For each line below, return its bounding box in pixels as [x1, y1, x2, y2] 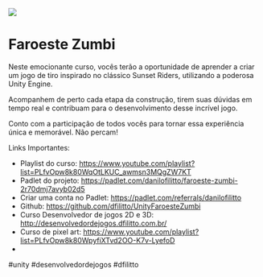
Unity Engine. [8, 79, 53, 89]
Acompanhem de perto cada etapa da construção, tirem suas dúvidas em [8, 94, 253, 104]
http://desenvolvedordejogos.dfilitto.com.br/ [19, 218, 167, 228]
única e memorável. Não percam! [8, 127, 118, 137]
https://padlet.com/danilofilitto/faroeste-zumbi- [80, 176, 239, 185]
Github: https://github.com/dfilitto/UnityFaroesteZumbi [19, 201, 201, 211]
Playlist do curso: [19, 158, 78, 168]
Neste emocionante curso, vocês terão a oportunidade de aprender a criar [8, 61, 255, 72]
